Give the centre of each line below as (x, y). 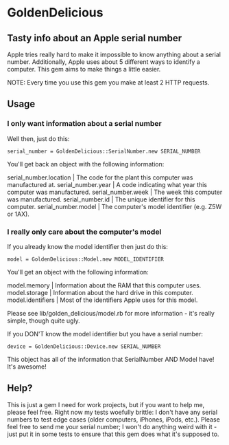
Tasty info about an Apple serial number (95, 38)
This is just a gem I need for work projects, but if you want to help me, (106, 404)
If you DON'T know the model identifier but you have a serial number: (105, 334)
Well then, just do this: (38, 138)
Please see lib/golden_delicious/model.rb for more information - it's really (111, 313)
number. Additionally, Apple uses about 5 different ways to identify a (104, 62)
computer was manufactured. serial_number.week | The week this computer (115, 192)
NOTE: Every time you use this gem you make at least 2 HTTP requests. (108, 83)
